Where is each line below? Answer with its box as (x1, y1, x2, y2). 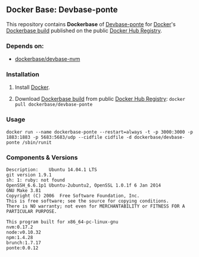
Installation (6, 70, 40, 79)
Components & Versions (6, 153, 78, 162)
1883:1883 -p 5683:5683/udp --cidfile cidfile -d (6, 134, 132, 140)
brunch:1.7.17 (6, 240, 42, 246)
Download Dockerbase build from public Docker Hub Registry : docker (14, 95, 186, 103)
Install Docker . (14, 83, 50, 91)
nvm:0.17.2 (6, 224, 33, 230)
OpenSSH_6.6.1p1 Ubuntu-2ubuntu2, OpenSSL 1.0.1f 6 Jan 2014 (6, 182, 161, 188)
